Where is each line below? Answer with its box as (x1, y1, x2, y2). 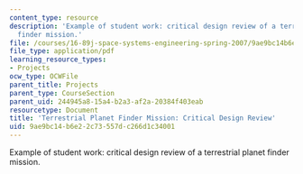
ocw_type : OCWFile (9, 72, 78, 81)
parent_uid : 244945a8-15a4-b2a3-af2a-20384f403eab (9, 96, 204, 106)
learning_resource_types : (9, 55, 106, 64)
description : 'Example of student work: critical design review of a (9, 22, 277, 31)
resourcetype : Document (9, 105, 99, 114)
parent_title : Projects (9, 80, 99, 89)
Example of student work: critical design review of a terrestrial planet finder (9, 147, 290, 158)
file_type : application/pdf (9, 47, 115, 56)
